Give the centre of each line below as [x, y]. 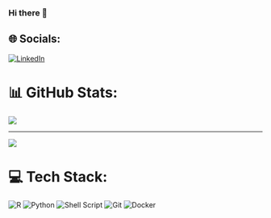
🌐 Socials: [35, 39]
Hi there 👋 [28, 13]
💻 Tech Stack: [58, 176]
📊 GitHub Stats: [63, 92]
